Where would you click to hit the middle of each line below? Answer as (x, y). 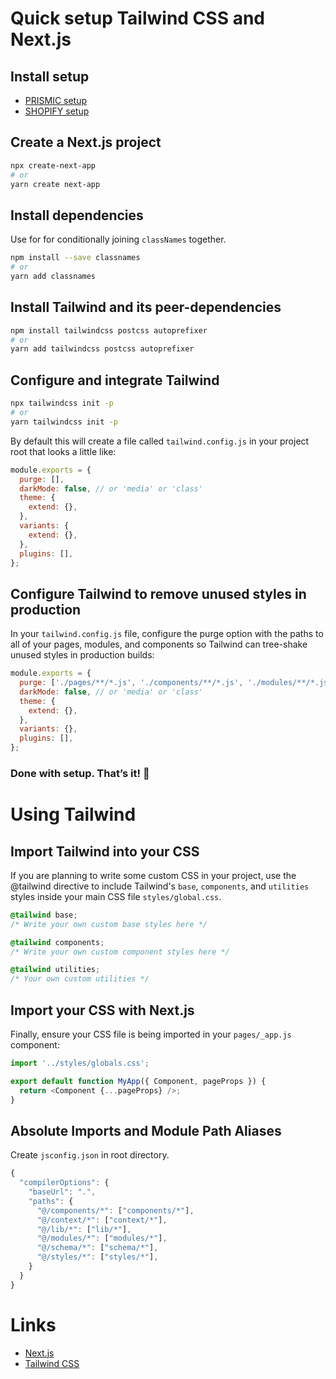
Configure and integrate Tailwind (115, 380)
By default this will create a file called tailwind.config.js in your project (160, 441)
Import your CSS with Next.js (102, 1010)
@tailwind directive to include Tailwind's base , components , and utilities (160, 886)
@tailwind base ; (44, 915)
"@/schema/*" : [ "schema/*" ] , (97, 1248)
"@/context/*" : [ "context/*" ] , (102, 1220)
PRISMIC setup (56, 100)
